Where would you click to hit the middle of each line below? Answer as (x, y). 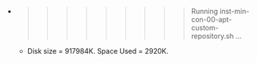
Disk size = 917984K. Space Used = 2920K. (98, 51)
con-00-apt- (212, 19)
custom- (205, 28)
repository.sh (212, 36)
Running (205, 11)
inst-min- (234, 11)
